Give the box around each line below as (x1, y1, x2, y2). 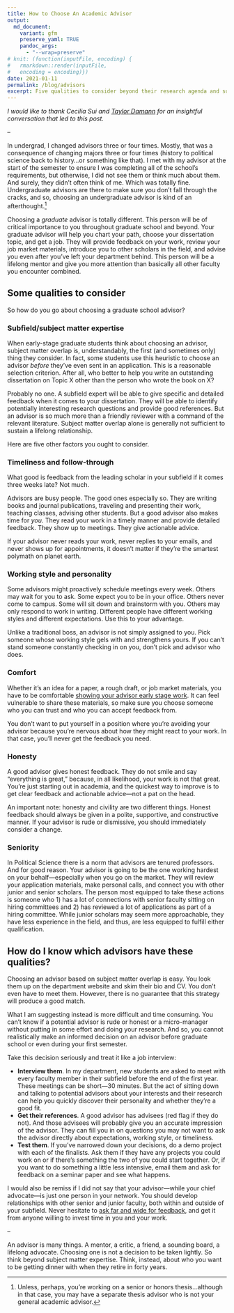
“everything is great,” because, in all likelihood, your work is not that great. (7, 775, 221, 784)
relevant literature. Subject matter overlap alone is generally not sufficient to (7, 419, 225, 427)
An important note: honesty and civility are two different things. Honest (7, 803, 211, 811)
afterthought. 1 (7, 201, 47, 210)
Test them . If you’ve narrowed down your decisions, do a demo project (17, 1141, 222, 1149)
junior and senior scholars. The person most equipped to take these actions (7, 888, 224, 896)
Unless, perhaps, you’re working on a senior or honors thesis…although (17, 1283, 223, 1291)
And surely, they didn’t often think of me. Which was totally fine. (7, 178, 191, 187)
